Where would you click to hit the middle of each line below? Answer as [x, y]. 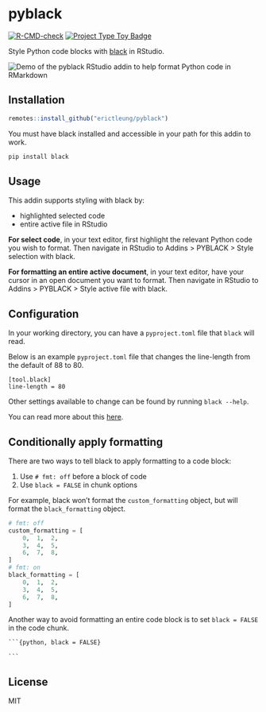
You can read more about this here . [66, 417]
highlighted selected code [62, 216]
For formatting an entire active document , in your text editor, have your [126, 272]
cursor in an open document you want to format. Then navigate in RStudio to [133, 281]
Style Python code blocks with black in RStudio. [87, 51]
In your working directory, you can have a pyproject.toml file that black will [131, 333]
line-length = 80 [37, 387]
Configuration [44, 313]
